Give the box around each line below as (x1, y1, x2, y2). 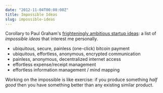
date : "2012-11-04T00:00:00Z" (5, 7, 69, 13)
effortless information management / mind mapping (12, 67, 120, 73)
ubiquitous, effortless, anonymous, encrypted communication (12, 51, 141, 57)
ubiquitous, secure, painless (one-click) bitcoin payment (12, 46, 130, 52)
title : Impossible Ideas (5, 12, 58, 17)
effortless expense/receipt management (12, 61, 96, 68)
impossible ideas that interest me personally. (5, 36, 98, 42)
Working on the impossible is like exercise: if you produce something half (5, 76, 157, 83)
